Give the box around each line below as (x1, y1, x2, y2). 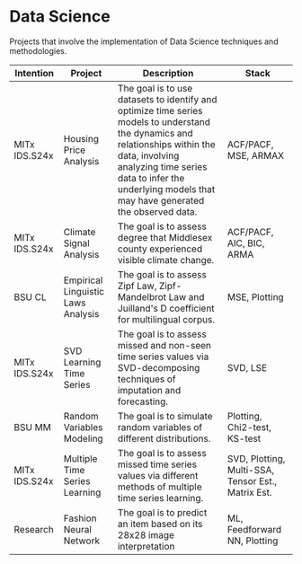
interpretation (117, 540, 175, 552)
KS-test (226, 432, 262, 445)
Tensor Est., (226, 474, 278, 487)
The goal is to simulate (117, 410, 213, 422)
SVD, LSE (226, 361, 268, 374)
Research (13, 523, 54, 535)
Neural (63, 523, 93, 535)
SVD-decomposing (117, 361, 200, 374)
